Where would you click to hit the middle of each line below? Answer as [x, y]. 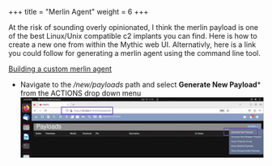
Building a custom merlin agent [60, 69]
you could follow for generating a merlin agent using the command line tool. [134, 53]
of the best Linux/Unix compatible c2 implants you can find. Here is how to [133, 36]
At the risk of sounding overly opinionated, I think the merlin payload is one [134, 27]
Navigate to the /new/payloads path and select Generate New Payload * [140, 85]
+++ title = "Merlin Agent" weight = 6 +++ [79, 12]
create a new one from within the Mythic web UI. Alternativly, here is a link [132, 45]
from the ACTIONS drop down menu [81, 93]
